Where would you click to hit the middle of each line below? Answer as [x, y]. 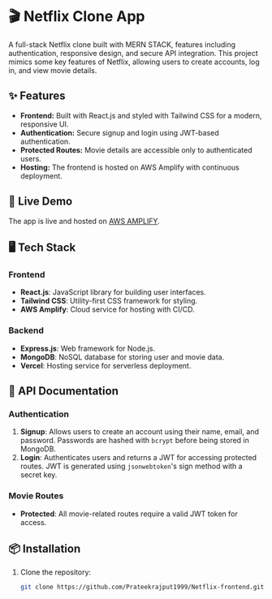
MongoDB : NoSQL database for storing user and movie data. [122, 357]
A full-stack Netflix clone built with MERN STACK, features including [122, 44]
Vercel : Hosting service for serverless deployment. [106, 365]
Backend [26, 330]
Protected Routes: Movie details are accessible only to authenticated [136, 150]
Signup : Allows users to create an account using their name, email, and [140, 432]
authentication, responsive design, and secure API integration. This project [133, 53]
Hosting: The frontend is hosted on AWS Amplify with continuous [130, 167]
